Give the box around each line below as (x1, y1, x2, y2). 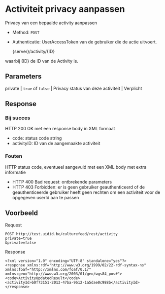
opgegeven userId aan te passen (12, 194, 79, 200)
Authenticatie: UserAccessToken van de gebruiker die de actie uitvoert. (12, 38, 157, 45)
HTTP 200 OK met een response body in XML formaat (5, 126, 115, 132)
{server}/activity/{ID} (12, 48, 55, 54)
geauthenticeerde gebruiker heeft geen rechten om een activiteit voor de (12, 189, 161, 195)
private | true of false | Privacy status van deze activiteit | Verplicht (5, 85, 142, 91)
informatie (5, 169, 26, 175)
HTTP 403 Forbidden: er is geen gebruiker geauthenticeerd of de (12, 184, 145, 190)
